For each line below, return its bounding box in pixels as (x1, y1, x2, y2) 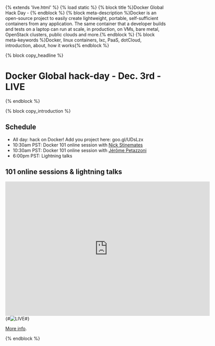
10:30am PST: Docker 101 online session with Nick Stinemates (12, 142, 143, 148)
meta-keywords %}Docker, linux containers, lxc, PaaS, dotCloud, (5, 37, 142, 43)
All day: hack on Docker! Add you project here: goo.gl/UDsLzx (12, 136, 144, 142)
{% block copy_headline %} (5, 52, 64, 58)
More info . (5, 325, 27, 332)
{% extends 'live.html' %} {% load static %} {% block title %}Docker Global (5, 5, 164, 10)
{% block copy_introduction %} (5, 107, 71, 114)
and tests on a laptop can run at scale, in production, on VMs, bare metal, (5, 26, 160, 32)
